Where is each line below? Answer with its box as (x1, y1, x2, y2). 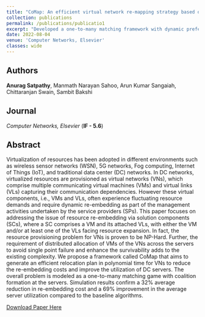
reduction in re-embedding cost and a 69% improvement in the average (6, 285, 187, 293)
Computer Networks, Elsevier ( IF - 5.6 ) (6, 122, 104, 129)
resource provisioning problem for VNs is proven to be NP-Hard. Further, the (6, 233, 198, 241)
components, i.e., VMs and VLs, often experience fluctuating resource (6, 194, 183, 202)
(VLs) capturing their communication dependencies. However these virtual (6, 188, 194, 196)
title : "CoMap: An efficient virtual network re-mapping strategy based (6, 9, 195, 15)
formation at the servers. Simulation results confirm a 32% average (6, 279, 175, 287)
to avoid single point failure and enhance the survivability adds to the (6, 246, 180, 254)
